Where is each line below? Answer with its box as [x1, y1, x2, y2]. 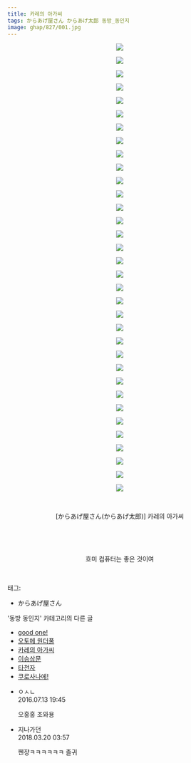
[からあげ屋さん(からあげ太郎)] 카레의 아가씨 [56, 512, 184, 521]
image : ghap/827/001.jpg [7, 24, 81, 31]
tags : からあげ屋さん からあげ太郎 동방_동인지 [7, 17, 130, 24]
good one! [17, 628, 48, 637]
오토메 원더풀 [17, 637, 55, 645]
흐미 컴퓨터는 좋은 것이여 [85, 555, 155, 564]
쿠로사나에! [17, 673, 49, 681]
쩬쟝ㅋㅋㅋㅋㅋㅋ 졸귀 [17, 748, 78, 757]
